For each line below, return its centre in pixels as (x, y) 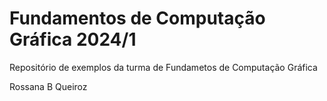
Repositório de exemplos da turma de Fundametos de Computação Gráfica (163, 67)
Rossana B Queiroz (48, 86)
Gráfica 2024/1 (73, 39)
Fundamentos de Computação (137, 18)
